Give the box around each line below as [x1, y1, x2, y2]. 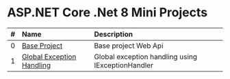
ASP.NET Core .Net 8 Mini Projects [7, 5, 207, 20]
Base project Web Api [94, 41, 164, 50]
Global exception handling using [94, 52, 197, 61]
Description [94, 29, 133, 39]
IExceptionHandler [94, 60, 154, 69]
